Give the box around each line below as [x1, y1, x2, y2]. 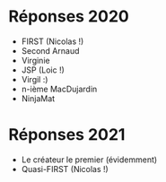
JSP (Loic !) [21, 65, 65, 75]
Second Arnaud [21, 45, 80, 56]
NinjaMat [21, 92, 56, 104]
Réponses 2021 [8, 125, 126, 145]
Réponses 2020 [8, 6, 129, 27]
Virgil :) [21, 74, 48, 84]
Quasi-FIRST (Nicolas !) [21, 163, 109, 174]
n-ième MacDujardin [21, 83, 98, 94]
